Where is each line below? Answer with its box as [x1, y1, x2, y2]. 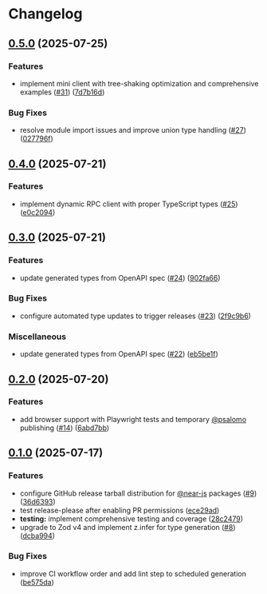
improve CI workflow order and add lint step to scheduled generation [19, 568, 247, 578]
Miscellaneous [8, 331, 66, 342]
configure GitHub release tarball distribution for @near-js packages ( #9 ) [19, 488, 257, 498]
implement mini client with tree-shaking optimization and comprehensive [19, 78, 259, 88]
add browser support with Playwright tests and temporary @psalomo [19, 414, 247, 424]
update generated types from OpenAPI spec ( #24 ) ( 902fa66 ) [19, 273, 221, 282]
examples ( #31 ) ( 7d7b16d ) [19, 87, 105, 97]
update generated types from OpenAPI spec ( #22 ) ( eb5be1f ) [19, 349, 219, 359]
